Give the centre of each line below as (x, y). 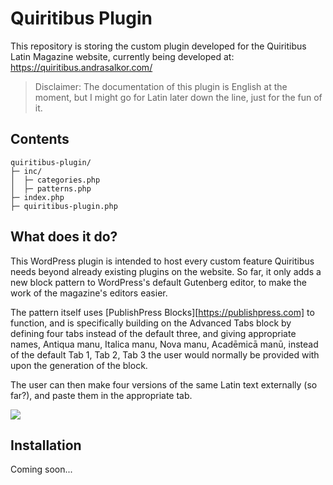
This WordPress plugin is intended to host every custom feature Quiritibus (162, 261)
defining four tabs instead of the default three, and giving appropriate (153, 333)
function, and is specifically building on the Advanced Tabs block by (151, 323)
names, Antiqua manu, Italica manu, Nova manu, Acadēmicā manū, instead (164, 344)
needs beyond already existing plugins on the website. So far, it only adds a (166, 271)
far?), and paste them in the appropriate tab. (101, 395)
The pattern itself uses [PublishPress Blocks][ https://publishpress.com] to (162, 312)
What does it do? (64, 237)
